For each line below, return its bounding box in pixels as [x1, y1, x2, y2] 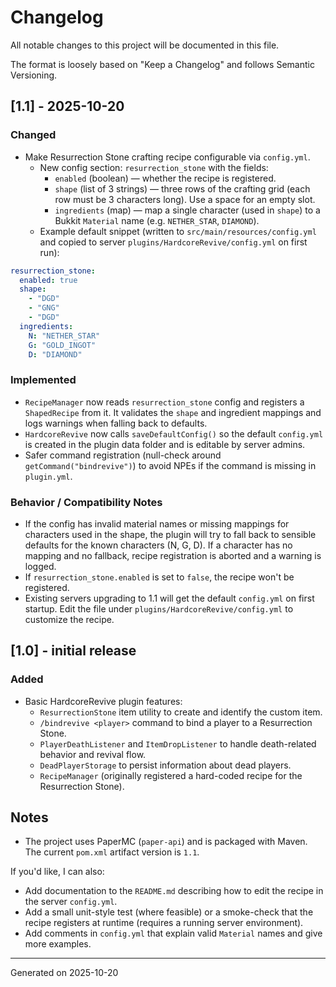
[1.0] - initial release [10, 642, 137, 660]
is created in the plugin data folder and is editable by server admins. [24, 438, 306, 450]
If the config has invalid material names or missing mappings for [24, 517, 290, 530]
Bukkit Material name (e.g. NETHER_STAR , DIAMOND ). [54, 214, 260, 226]
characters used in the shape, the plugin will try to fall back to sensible [24, 528, 317, 540]
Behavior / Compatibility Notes [10, 495, 163, 509]
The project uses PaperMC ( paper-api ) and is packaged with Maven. [24, 836, 308, 848]
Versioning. [10, 69, 58, 81]
